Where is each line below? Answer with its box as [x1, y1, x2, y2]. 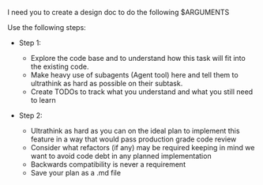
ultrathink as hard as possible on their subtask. [30, 79, 183, 88]
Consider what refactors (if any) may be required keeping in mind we [30, 143, 255, 152]
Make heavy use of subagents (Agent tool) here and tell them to [30, 70, 239, 79]
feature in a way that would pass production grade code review [30, 134, 237, 144]
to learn [30, 96, 56, 104]
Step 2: [18, 111, 43, 120]
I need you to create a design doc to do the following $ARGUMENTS [7, 8, 230, 17]
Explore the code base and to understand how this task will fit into [30, 54, 246, 62]
